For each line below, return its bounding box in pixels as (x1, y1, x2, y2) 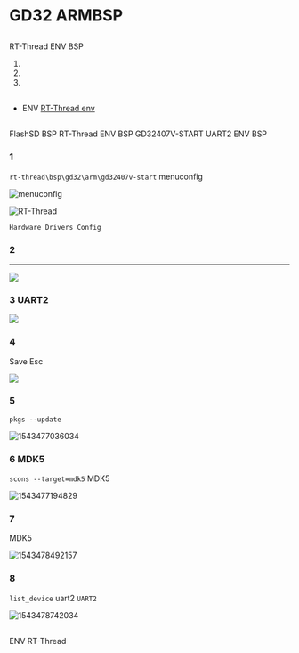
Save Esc (9, 355, 44, 366)
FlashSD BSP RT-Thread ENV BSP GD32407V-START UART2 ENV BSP (9, 128, 268, 139)
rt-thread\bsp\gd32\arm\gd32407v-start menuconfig (9, 171, 203, 182)
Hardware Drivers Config (9, 223, 101, 232)
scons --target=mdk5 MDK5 (9, 473, 110, 484)
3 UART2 (9, 293, 49, 306)
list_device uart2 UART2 (9, 592, 98, 603)
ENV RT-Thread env (21, 102, 95, 113)
